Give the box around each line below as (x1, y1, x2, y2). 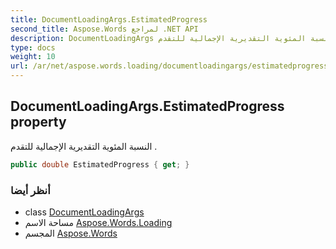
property (10, 114, 67, 131)
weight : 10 (10, 52, 56, 62)
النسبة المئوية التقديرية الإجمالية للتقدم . (10, 140, 158, 152)
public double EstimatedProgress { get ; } (10, 159, 190, 170)
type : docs (10, 42, 56, 53)
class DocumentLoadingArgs (24, 206, 145, 218)
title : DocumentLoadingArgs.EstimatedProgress (10, 14, 208, 25)
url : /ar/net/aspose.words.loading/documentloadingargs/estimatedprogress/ (10, 61, 333, 71)
